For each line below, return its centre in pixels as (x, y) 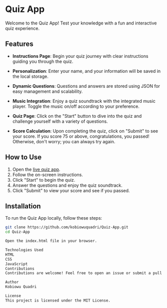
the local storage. (30, 76)
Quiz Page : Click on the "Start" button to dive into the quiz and (77, 116)
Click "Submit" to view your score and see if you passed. (71, 190)
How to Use (23, 157)
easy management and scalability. (47, 91)
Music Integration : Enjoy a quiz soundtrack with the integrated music (84, 101)
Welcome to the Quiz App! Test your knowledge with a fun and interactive (81, 23)
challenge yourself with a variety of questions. (60, 121)
